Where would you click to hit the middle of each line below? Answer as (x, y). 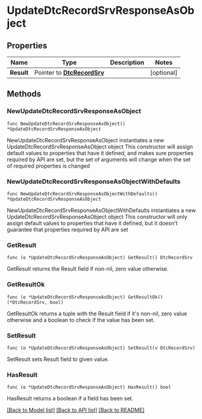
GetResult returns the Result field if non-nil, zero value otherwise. (88, 269)
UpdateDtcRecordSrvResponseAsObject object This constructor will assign (100, 146)
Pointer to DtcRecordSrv (69, 73)
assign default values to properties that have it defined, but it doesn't (92, 223)
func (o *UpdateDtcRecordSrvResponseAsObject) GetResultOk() (85, 297)
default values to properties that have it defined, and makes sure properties (100, 153)
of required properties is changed (48, 166)
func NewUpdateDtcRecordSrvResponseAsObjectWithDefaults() (82, 194)
